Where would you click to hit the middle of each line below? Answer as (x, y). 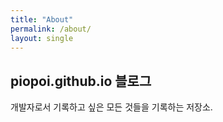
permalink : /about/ (51, 29)
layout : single (42, 38)
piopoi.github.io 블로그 (81, 81)
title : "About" (42, 19)
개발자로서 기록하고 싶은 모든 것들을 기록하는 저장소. (111, 107)
